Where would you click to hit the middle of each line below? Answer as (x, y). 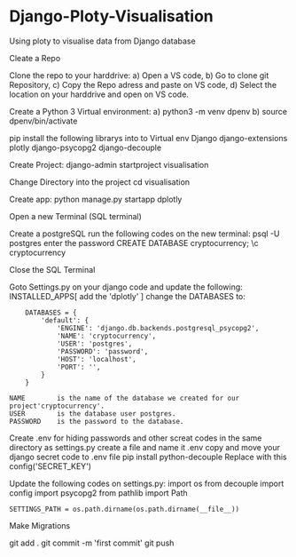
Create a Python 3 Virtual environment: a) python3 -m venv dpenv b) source (148, 111)
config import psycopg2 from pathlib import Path (98, 493)
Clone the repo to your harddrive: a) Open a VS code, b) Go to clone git (139, 75)
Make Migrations (40, 525)
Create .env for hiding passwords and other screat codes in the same (136, 438)
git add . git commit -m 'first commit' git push (92, 543)
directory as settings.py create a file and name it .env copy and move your (145, 447)
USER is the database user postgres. (93, 414)
